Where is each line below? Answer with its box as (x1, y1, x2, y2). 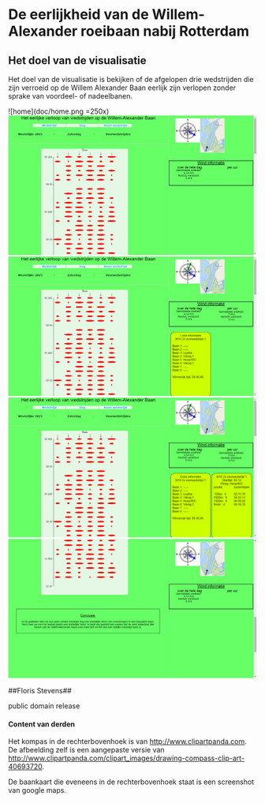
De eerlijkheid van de (8, 6, 149, 24)
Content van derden (8, 719, 75, 729)
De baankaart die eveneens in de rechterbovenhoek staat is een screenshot (8, 777, 255, 786)
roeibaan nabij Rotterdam (80, 22, 250, 40)
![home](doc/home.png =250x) (8, 106, 110, 116)
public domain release (8, 701, 80, 711)
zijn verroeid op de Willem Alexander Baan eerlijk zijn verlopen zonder (8, 83, 237, 92)
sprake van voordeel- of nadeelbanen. (8, 92, 132, 100)
